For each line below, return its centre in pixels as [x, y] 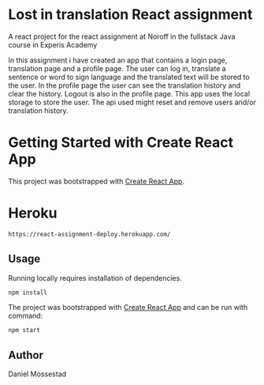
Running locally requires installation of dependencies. [95, 277]
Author [26, 355]
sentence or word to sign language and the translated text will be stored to [129, 77]
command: [26, 316]
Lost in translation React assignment [130, 15]
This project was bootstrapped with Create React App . [97, 181]
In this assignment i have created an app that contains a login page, [118, 60]
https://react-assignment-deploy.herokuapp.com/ [89, 234]
